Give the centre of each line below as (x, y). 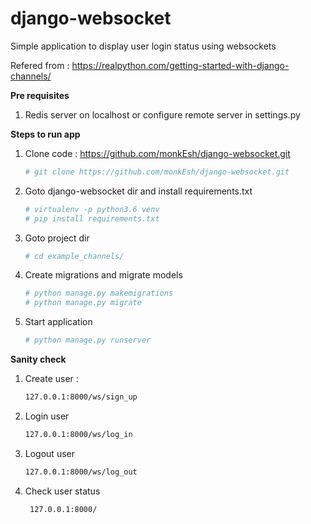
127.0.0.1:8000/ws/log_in (78, 434)
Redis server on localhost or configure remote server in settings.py (162, 114)
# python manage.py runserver (88, 340)
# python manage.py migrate (83, 303)
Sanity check (38, 359)
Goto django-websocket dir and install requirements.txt (138, 191)
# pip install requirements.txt (92, 218)
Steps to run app (45, 134)
